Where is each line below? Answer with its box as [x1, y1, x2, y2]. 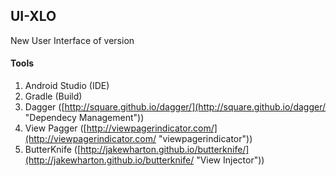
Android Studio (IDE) [24, 80, 110, 92]
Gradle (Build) [24, 90, 83, 103]
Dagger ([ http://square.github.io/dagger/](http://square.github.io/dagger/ [24, 101, 327, 113]
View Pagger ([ [24, 122, 87, 134]
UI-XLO [10, 8, 57, 25]
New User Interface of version [10, 34, 135, 46]
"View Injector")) [196, 154, 265, 166]
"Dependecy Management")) [24, 112, 145, 124]
